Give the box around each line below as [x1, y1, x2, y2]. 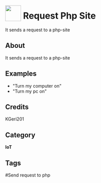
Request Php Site [23, 10, 96, 22]
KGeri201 [5, 116, 24, 122]
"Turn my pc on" [12, 88, 47, 94]
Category [5, 131, 36, 139]
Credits [5, 102, 29, 111]
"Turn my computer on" [12, 83, 62, 89]
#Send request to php [5, 172, 51, 178]
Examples [5, 70, 37, 78]
